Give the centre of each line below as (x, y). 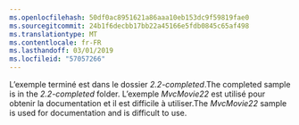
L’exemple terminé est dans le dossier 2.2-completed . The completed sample (150, 84)
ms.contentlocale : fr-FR (55, 42)
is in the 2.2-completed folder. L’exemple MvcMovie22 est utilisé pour (137, 94)
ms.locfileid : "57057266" (57, 59)
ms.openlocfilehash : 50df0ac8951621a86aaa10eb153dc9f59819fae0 (129, 17)
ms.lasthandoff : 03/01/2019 (62, 51)
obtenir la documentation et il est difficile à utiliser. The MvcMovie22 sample (148, 103)
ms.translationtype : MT (54, 34)
